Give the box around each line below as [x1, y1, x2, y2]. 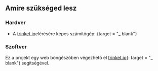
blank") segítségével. [5, 60, 50, 66]
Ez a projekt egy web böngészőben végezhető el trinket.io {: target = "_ [5, 54, 153, 60]
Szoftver [5, 43, 27, 50]
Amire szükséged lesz [5, 4, 77, 13]
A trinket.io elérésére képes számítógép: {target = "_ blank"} [12, 30, 138, 37]
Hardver [5, 19, 26, 26]
